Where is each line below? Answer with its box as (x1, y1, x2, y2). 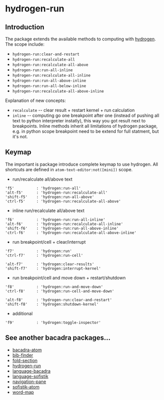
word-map (12, 389, 34, 395)
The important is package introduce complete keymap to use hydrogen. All (5, 161, 158, 167)
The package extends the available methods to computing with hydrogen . (5, 36, 156, 42)
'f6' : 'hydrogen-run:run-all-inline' (5, 217, 106, 222)
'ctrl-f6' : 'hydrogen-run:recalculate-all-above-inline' (5, 230, 137, 235)
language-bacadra (12, 368, 51, 374)
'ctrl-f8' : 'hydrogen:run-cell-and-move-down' (5, 289, 114, 294)
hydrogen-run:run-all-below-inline (12, 84, 86, 89)
